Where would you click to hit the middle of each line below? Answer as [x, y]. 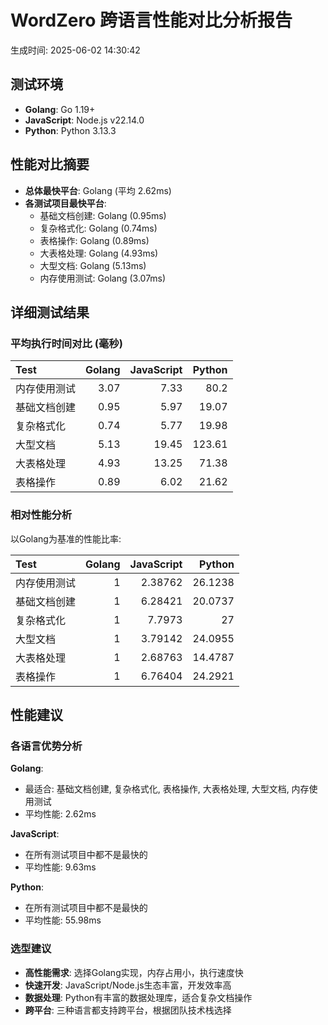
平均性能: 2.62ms [60, 814]
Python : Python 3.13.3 [70, 130]
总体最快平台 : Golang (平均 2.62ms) [98, 190]
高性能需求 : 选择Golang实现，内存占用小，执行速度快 [134, 972]
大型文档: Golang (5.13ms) [93, 265]
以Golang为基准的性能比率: [66, 538]
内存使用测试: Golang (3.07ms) [103, 278]
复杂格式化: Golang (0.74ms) [98, 228]
